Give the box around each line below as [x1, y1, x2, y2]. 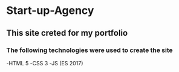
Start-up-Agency [6, 4, 94, 18]
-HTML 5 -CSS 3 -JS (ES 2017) [6, 59, 83, 67]
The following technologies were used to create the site [6, 46, 174, 54]
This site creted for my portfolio [6, 28, 128, 38]
